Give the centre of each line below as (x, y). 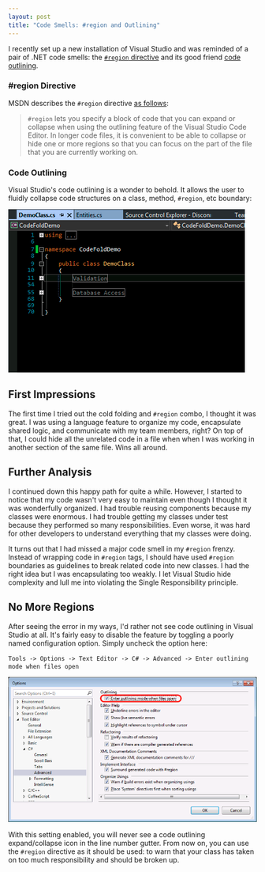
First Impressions (52, 394)
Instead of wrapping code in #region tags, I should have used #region (121, 557)
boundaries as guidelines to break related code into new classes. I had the (129, 565)
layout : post (30, 17)
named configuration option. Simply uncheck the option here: (108, 643)
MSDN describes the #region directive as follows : (89, 103)
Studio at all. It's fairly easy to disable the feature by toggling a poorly (121, 635)
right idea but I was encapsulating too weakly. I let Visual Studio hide (119, 574)
